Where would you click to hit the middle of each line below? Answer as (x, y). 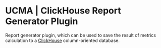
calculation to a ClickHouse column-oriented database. (63, 40)
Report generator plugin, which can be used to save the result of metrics (81, 35)
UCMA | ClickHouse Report (63, 11)
